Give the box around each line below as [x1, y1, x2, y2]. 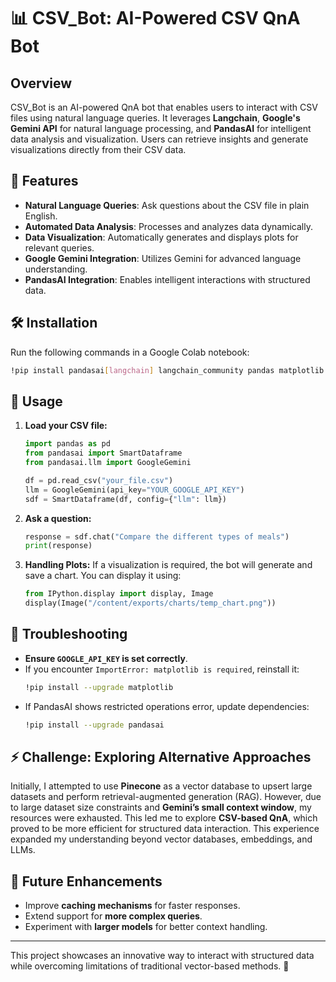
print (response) [24, 541, 93, 551]
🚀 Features [10, 173, 79, 190]
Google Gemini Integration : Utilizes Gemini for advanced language [24, 252, 302, 264]
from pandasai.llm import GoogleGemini [24, 458, 192, 468]
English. [24, 210, 58, 222]
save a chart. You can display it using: [24, 570, 182, 582]
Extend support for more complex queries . [24, 910, 203, 922]
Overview [10, 75, 73, 92]
